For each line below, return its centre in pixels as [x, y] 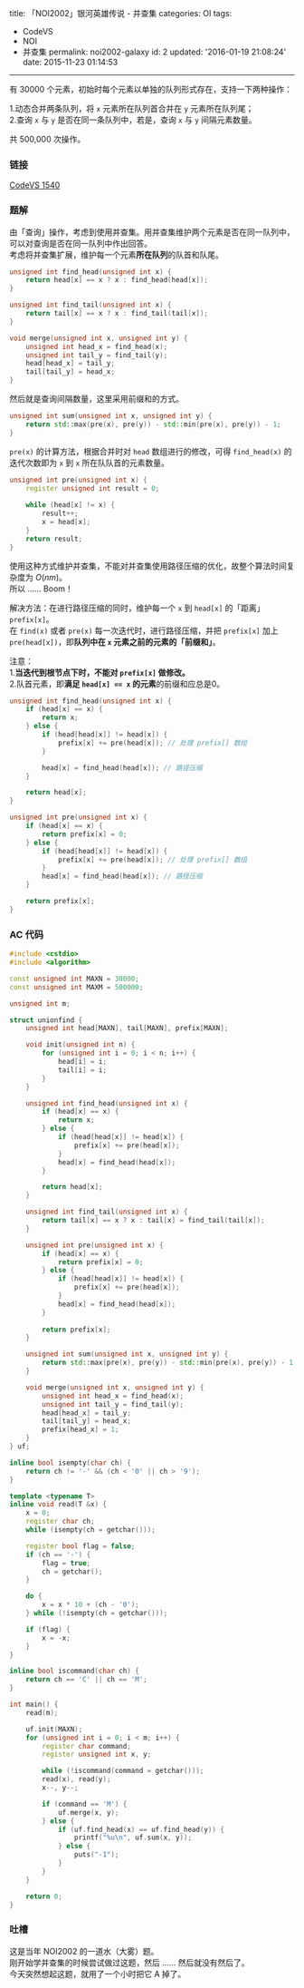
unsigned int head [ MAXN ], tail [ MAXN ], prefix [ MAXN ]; [127, 1028]
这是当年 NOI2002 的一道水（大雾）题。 [84, 1951]
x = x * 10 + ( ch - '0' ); [91, 1605]
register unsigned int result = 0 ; [93, 488]
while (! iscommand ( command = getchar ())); [123, 1771]
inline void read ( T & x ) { [58, 1505]
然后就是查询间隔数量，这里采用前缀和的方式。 [96, 399]
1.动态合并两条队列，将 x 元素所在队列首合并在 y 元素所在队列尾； [132, 108]
